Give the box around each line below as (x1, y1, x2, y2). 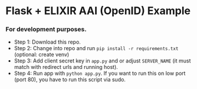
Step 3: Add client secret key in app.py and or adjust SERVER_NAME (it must (14, 57, 191, 64)
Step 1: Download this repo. (14, 38, 81, 45)
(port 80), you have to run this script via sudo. (14, 76, 126, 83)
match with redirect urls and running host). (14, 64, 119, 71)
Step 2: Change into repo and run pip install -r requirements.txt (14, 45, 179, 52)
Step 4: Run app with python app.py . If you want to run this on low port (14, 70, 186, 77)
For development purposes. (5, 25, 87, 34)
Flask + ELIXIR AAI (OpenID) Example (5, 4, 191, 18)
